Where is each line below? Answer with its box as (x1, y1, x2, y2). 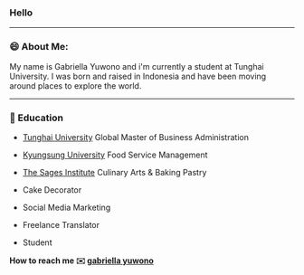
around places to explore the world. (9, 80, 142, 91)
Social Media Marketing (22, 202, 111, 213)
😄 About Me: (9, 41, 69, 53)
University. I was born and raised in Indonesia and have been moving (9, 71, 267, 81)
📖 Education (9, 111, 63, 124)
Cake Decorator (22, 184, 82, 195)
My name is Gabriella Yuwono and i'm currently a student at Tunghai (9, 61, 264, 71)
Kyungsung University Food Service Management (22, 149, 208, 160)
